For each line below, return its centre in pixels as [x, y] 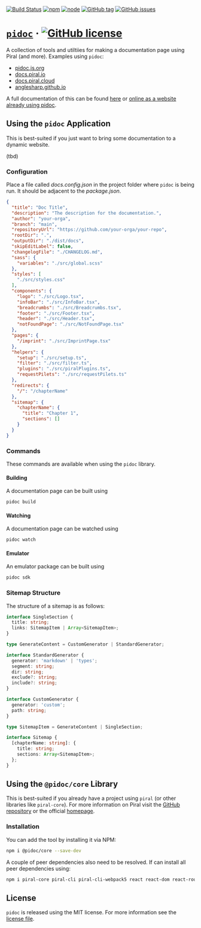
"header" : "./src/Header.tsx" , [56, 319]
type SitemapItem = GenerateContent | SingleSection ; [75, 727]
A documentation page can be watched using [62, 529]
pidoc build [21, 502]
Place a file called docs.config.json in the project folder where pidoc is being [100, 185]
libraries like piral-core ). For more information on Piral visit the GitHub [93, 805]
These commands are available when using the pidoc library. [81, 464]
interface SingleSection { [40, 617]
